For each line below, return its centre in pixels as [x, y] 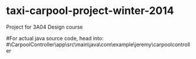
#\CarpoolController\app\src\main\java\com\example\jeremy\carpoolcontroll [98, 44]
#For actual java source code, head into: [55, 38]
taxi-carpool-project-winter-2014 [90, 11]
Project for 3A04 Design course [45, 27]
